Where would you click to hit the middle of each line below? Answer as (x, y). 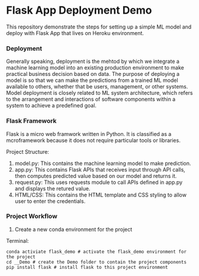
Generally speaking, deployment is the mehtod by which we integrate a (93, 61)
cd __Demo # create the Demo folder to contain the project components (96, 262)
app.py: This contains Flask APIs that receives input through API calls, (100, 169)
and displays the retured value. (52, 188)
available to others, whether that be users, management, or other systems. (97, 87)
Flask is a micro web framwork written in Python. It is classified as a (89, 134)
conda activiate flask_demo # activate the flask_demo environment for (96, 252)
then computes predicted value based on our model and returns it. (96, 176)
